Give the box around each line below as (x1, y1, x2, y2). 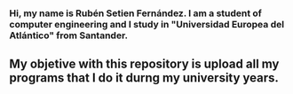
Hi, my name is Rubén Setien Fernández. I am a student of (9, 7, 262, 20)
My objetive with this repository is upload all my (9, 57, 280, 72)
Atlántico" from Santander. (9, 29, 129, 42)
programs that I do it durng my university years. (9, 70, 280, 86)
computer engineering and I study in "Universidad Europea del (9, 18, 285, 30)
